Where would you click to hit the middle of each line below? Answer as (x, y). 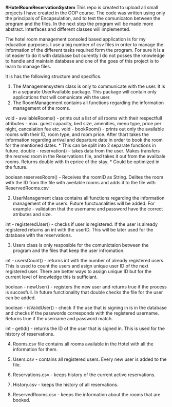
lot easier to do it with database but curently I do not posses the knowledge (85, 55)
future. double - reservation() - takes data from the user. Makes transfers (83, 151)
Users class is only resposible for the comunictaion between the (81, 245)
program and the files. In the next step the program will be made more (79, 24)
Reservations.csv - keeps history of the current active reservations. (84, 375)
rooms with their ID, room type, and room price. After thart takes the (77, 134)
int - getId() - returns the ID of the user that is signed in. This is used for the (85, 328)
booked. (22, 400)
